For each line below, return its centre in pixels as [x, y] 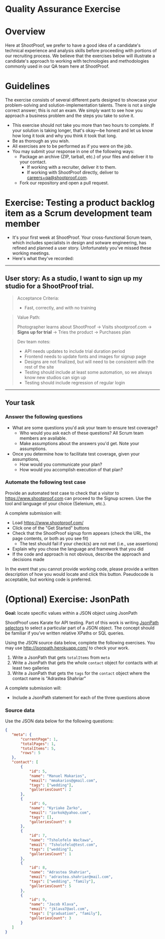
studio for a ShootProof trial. [50, 286]
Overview [25, 32]
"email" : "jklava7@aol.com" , [59, 909]
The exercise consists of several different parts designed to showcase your [81, 100]
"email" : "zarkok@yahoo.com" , [60, 813]
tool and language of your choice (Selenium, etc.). [56, 503]
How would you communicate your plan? [61, 464]
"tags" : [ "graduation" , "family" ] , [66, 914]
